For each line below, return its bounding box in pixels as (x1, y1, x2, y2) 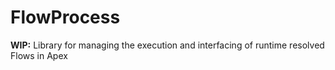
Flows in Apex (10, 49, 68, 61)
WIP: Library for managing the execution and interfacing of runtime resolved (10, 39, 325, 51)
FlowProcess (10, 6, 121, 29)
